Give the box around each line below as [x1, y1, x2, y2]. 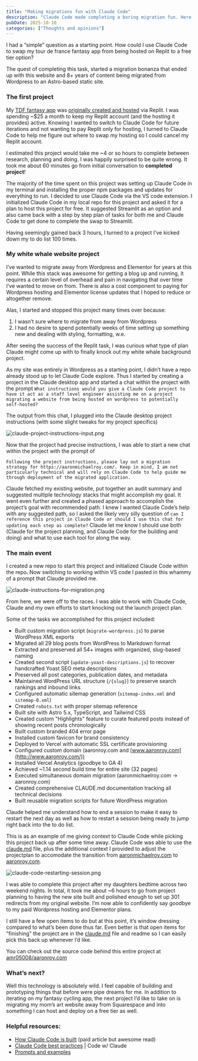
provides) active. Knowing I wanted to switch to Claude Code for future [6, 119, 179, 126]
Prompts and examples [14, 1048, 71, 1055]
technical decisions [14, 791, 62, 798]
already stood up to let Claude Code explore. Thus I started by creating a [6, 372, 184, 379]
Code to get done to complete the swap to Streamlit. [6, 217, 134, 225]
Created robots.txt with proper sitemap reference [14, 703, 138, 710]
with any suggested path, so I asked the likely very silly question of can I [6, 510, 184, 517]
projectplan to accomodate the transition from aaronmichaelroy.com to [6, 851, 178, 859]
